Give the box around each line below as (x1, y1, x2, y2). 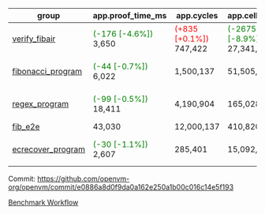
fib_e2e (12, 122, 40, 132)
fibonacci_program (12, 66, 83, 77)
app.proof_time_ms (92, 10, 167, 21)
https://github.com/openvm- (37, 174, 130, 183)
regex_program (12, 99, 69, 109)
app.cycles (176, 10, 218, 21)
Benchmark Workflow (8, 197, 79, 207)
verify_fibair (12, 33, 56, 44)
